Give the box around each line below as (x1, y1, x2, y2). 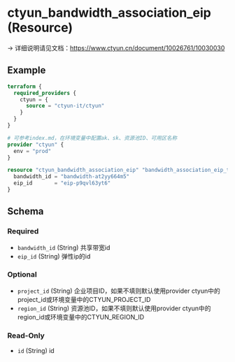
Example (7, 64, 46, 76)
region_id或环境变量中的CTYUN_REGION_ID (17, 312, 145, 321)
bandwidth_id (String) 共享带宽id (17, 243, 111, 252)
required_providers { (13, 89, 77, 96)
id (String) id (17, 347, 55, 355)
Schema (7, 205, 44, 217)
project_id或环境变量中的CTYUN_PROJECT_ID (17, 295, 151, 303)
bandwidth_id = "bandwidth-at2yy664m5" (13, 173, 130, 180)
